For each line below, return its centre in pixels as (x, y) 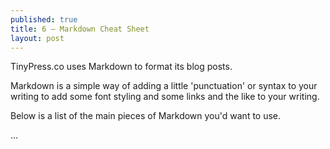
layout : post (37, 38)
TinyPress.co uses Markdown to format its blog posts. (121, 67)
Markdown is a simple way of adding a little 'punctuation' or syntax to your (164, 86)
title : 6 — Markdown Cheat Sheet (80, 29)
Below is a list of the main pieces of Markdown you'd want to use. (146, 116)
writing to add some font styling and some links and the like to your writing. (165, 97)
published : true (44, 19)
